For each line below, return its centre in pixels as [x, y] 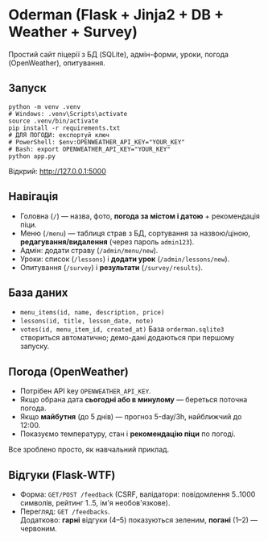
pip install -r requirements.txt [64, 128]
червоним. [39, 529]
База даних [38, 292]
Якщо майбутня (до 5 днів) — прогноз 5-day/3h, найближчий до [131, 417]
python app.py [32, 156]
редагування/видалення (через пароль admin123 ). [107, 241]
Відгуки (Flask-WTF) [62, 474]
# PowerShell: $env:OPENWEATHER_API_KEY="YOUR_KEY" [97, 142]
